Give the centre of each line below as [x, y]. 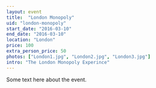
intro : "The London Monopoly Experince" [58, 62]
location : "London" [31, 40]
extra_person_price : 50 [36, 51]
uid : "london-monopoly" [36, 23]
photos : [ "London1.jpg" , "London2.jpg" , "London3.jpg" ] [78, 57]
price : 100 [20, 46]
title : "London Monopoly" [40, 17]
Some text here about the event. [46, 80]
